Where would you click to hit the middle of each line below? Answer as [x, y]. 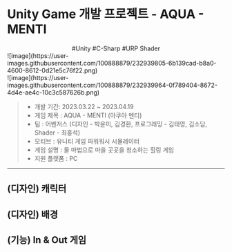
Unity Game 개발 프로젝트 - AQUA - [106, 14]
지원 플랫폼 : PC [56, 158]
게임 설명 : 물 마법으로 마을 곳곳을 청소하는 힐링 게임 [104, 150]
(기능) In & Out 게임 [47, 240]
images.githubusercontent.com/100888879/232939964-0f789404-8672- [112, 85]
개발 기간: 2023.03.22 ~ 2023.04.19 [84, 106]
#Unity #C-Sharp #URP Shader [116, 48]
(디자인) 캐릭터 [37, 189]
